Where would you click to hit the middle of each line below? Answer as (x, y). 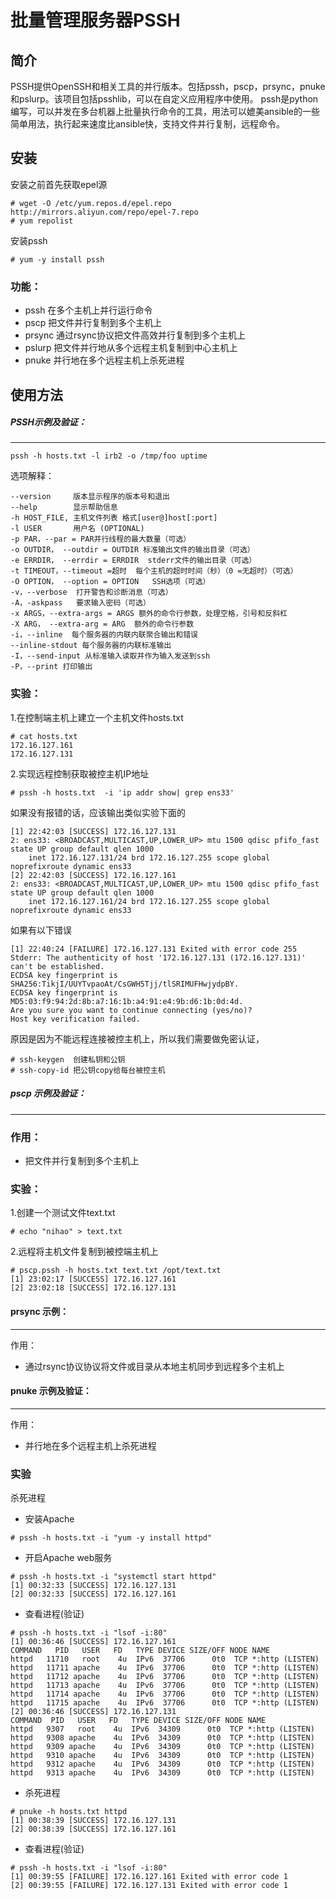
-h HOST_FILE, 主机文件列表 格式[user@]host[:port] (114, 518)
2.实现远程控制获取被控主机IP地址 (80, 773)
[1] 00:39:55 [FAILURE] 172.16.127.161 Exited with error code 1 (149, 1877)
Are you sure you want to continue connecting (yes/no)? (131, 1010)
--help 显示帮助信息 (64, 507)
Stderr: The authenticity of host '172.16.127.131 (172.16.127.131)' (158, 957)
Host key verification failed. (75, 1019)
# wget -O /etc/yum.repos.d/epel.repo (91, 203)
